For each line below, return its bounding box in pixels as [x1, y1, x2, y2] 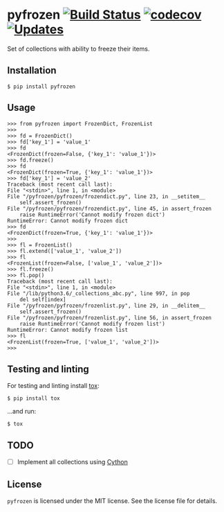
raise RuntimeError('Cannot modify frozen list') [19, 320, 166, 327]
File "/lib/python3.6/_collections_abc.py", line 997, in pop [7, 290, 190, 297]
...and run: [7, 407, 37, 416]
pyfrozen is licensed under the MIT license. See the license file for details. [7, 497, 218, 505]
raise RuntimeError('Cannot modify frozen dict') [19, 211, 166, 218]
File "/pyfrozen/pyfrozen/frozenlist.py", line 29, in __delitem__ [7, 302, 206, 309]
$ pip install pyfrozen [7, 83, 76, 90]
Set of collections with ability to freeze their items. [7, 44, 150, 53]
